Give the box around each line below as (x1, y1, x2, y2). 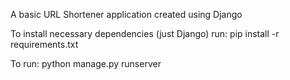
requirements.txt (10, 39, 79, 50)
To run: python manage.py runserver (10, 58, 162, 69)
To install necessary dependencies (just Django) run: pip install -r (10, 28, 280, 39)
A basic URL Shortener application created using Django (10, 9, 243, 20)
